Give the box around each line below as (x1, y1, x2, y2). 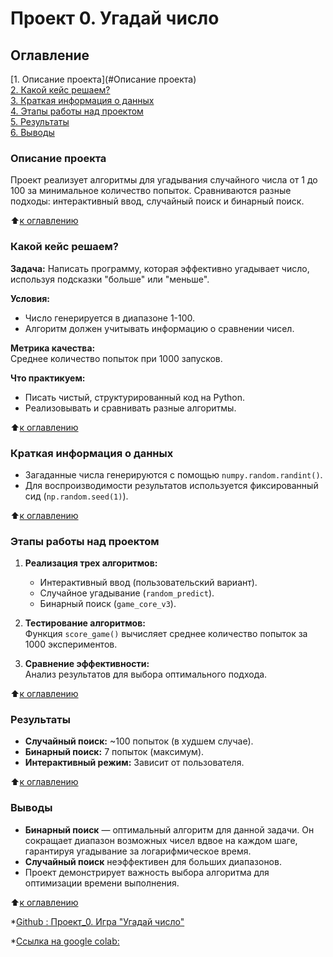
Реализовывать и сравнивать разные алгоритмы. (24, 402, 237, 414)
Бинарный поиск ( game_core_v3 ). (39, 598, 177, 610)
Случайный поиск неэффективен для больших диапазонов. (24, 855, 282, 867)
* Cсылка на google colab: (10, 935, 120, 947)
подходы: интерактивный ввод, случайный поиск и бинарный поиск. (10, 195, 305, 207)
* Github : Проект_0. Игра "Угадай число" (10, 915, 185, 927)
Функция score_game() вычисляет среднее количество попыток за (24, 628, 308, 640)
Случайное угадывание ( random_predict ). (39, 587, 215, 599)
